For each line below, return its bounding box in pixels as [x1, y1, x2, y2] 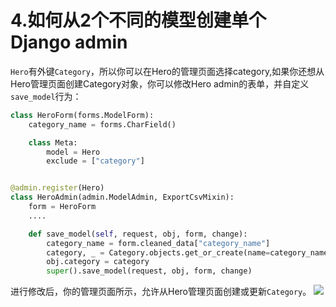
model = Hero [46, 147, 101, 157]
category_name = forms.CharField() [28, 119, 177, 130]
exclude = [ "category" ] [46, 156, 145, 166]
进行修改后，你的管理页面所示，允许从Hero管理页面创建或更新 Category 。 [10, 286, 312, 298]
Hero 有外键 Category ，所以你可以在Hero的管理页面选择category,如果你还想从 [10, 65, 325, 77]
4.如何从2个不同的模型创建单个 [10, 9, 267, 32]
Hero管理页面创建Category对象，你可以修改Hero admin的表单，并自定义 [10, 77, 310, 90]
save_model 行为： [10, 90, 82, 102]
